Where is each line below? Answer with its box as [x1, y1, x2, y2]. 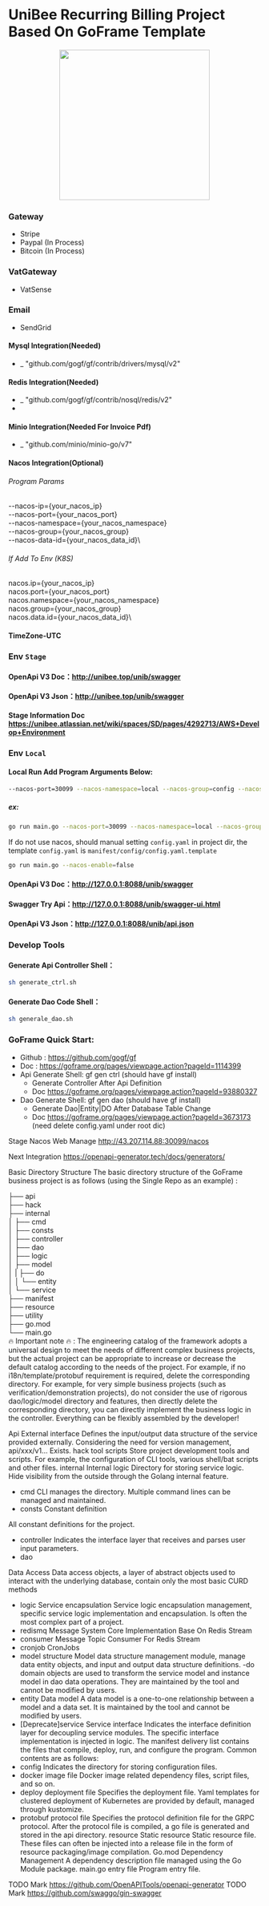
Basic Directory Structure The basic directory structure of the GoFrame [8, 1167, 243, 1177]
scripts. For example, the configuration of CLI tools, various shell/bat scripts [8, 1454, 259, 1464]
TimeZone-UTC [8, 631, 62, 640]
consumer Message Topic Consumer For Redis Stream [19, 1633, 200, 1644]
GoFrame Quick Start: [8, 1034, 94, 1045]
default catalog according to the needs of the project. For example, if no [8, 1362, 246, 1371]
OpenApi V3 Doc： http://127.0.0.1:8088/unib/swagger [8, 879, 194, 889]
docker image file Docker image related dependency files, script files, [19, 1770, 250, 1780]
